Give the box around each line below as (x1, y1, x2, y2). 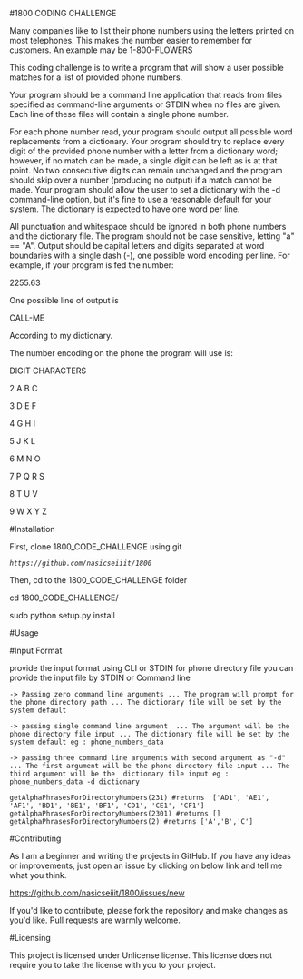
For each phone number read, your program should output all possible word (9, 126, 293, 137)
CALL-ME (9, 312, 45, 323)
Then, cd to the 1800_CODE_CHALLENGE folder (9, 575, 188, 585)
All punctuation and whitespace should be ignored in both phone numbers (9, 222, 287, 232)
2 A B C (9, 383, 38, 393)
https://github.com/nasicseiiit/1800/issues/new (9, 887, 185, 898)
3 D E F (9, 400, 37, 411)
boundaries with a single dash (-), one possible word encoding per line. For (9, 250, 290, 261)
